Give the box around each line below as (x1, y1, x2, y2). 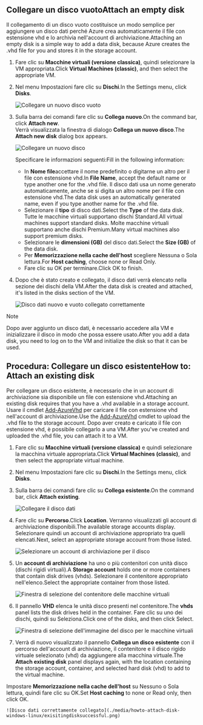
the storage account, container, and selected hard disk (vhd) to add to (15, 664, 190, 672)
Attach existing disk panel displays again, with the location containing (15, 658, 191, 665)
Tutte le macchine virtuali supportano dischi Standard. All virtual (24, 212, 183, 220)
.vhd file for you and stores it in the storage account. (6, 47, 138, 54)
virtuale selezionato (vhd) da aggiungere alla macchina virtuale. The (15, 652, 184, 659)
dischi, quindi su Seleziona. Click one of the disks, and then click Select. (15, 615, 194, 622)
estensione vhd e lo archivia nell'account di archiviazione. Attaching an (6, 33, 182, 41)
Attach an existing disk (6, 371, 95, 381)
